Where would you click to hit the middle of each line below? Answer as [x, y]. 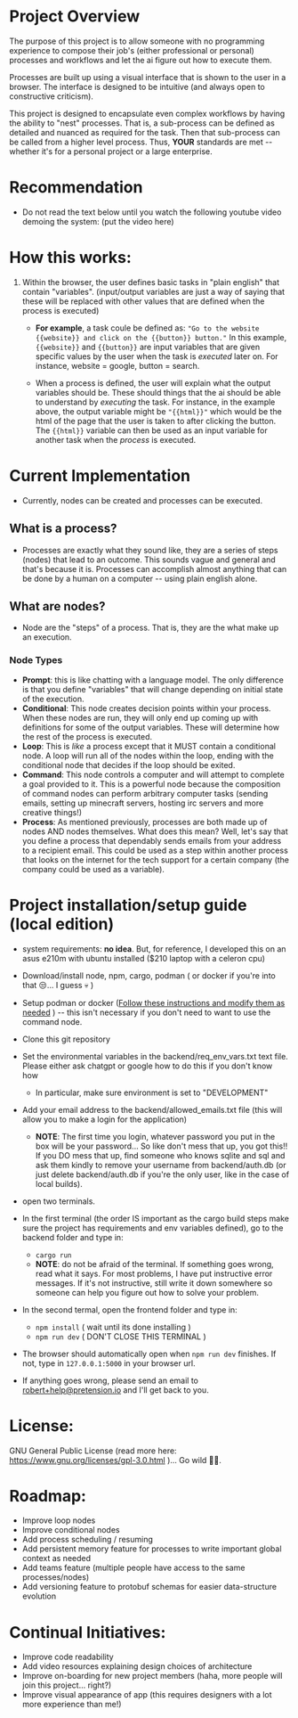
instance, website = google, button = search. [117, 365]
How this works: [70, 258]
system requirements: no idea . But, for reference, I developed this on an [154, 949]
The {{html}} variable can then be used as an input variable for [152, 430]
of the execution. [53, 699]
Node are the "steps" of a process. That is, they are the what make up [150, 628]
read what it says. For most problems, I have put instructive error [154, 1273]
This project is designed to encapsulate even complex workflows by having [147, 113]
